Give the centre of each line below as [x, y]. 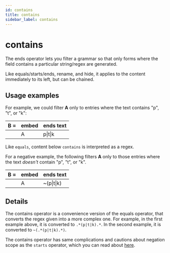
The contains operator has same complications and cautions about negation [85, 239]
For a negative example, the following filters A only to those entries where [83, 157]
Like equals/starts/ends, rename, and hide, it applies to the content [75, 74]
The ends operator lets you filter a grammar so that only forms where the [82, 59]
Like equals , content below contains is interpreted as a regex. [70, 147]
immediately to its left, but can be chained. [50, 79]
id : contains [19, 10]
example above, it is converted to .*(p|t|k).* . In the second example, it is [83, 224]
